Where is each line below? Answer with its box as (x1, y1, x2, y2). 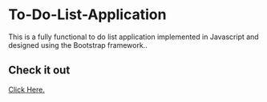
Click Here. (8, 84, 46, 94)
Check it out (8, 64, 71, 77)
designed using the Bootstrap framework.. (8, 40, 148, 49)
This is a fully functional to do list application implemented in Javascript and (8, 32, 259, 41)
